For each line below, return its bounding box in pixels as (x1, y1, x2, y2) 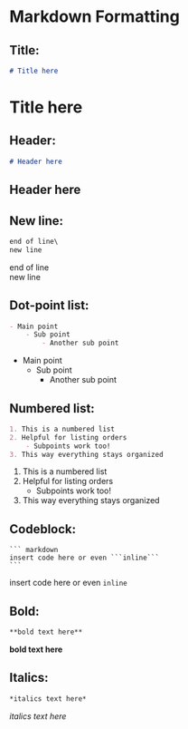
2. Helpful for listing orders (9, 433, 127, 442)
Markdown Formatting (9, 6, 181, 27)
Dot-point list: (9, 297, 89, 314)
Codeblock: (9, 521, 77, 537)
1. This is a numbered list (9, 424, 116, 433)
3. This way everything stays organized (9, 450, 164, 459)
